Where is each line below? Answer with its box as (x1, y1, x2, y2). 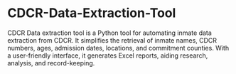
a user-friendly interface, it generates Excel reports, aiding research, (7, 51, 208, 60)
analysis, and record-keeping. (7, 58, 95, 67)
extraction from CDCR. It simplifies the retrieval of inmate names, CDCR (7, 36, 218, 44)
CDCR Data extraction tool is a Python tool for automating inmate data (7, 28, 212, 37)
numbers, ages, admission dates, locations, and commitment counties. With (7, 43, 230, 52)
